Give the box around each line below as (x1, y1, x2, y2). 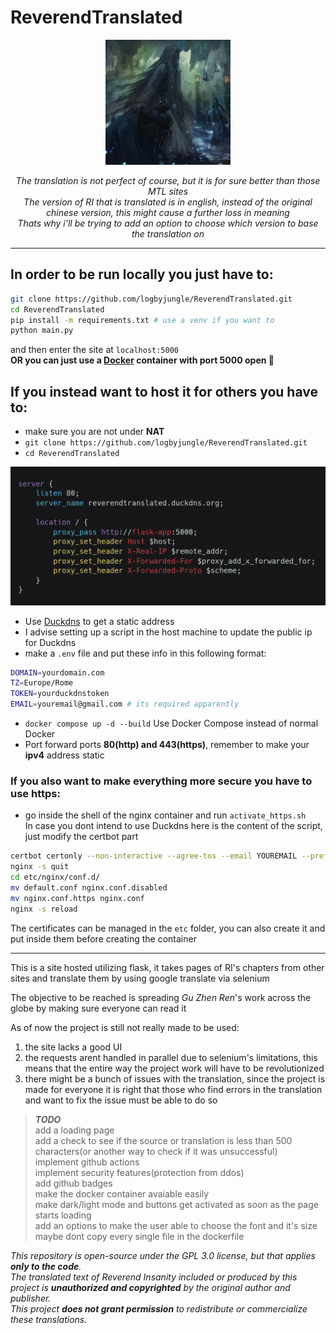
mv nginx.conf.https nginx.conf (10, 893, 145, 903)
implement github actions (34, 1156, 140, 1168)
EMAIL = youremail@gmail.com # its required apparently (10, 699, 240, 710)
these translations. (10, 1313, 88, 1325)
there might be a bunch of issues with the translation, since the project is (24, 1072, 326, 1085)
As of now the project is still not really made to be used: (10, 1021, 240, 1033)
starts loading (34, 1209, 92, 1221)
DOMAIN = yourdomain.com (10, 667, 105, 678)
